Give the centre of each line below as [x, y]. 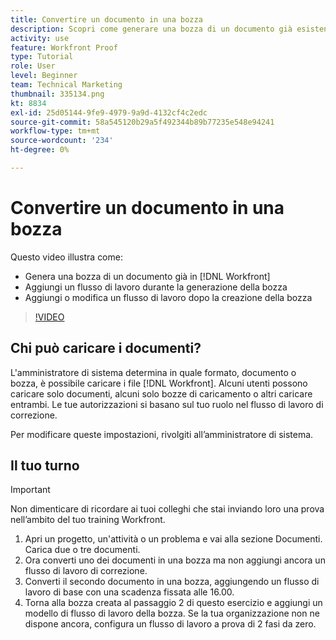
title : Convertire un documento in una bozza [106, 19]
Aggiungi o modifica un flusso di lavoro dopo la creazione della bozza [168, 297]
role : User [33, 66]
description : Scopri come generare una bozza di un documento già [151, 29]
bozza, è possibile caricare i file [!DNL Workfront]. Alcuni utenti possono [159, 383]
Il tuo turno [45, 466]
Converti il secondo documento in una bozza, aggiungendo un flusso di [172, 582]
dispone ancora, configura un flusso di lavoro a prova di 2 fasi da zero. [170, 624]
